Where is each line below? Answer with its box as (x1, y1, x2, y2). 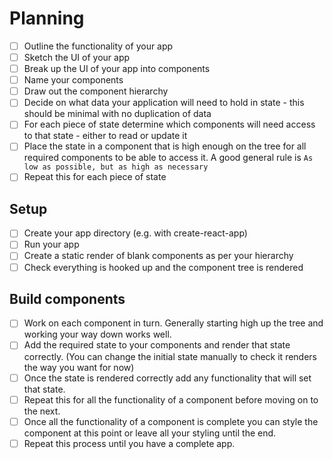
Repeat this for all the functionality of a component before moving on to (23, 393, 319, 406)
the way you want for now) (23, 361, 135, 373)
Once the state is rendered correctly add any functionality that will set (23, 372, 312, 384)
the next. (23, 405, 61, 417)
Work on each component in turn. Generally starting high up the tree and (23, 317, 324, 329)
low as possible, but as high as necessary (23, 162, 209, 172)
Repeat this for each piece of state (23, 171, 167, 183)
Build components (9, 290, 126, 307)
